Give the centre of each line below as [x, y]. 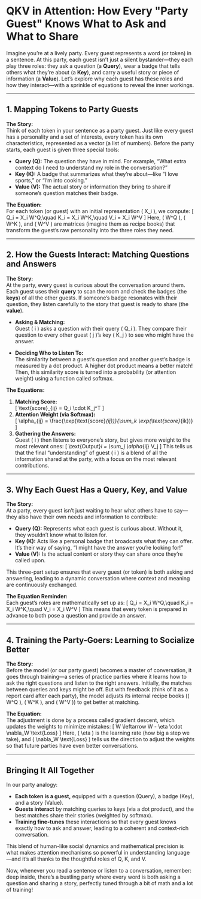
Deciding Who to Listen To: [49, 353]
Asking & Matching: [40, 322]
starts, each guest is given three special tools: [63, 149]
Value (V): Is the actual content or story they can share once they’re [99, 554]
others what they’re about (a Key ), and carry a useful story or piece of [93, 72]
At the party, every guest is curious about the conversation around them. [96, 285]
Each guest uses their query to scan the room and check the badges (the [97, 291]
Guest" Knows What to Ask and [86, 24]
